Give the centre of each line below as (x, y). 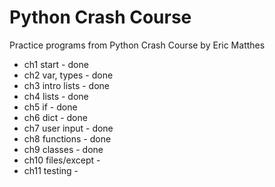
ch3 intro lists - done (66, 85)
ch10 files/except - (62, 160)
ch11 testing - (51, 170)
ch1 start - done (56, 64)
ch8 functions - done (67, 138)
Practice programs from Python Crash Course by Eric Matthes (137, 45)
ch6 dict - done (55, 117)
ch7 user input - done (68, 128)
